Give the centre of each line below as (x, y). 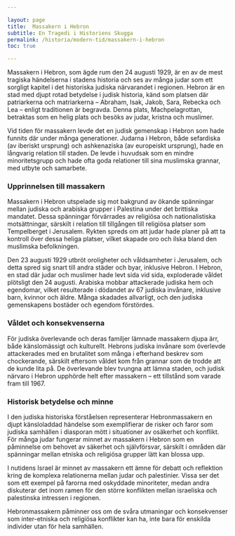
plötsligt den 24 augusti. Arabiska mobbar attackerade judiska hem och (110, 283)
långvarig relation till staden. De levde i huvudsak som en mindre (101, 153)
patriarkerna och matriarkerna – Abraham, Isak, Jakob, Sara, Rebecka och (114, 102)
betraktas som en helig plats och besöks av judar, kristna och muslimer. (110, 117)
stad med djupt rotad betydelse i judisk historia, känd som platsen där (108, 95)
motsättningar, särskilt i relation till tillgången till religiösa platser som (107, 224)
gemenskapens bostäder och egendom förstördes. (81, 305)
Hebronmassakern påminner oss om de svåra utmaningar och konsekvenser (117, 511)
